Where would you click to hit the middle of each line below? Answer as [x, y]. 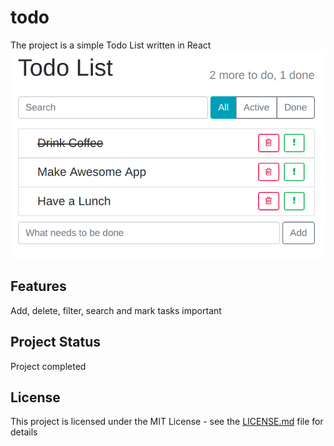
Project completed [48, 366]
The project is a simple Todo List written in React [111, 45]
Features [38, 286]
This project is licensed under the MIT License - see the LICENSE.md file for [167, 422]
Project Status [56, 342]
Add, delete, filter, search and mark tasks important [116, 310]
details [24, 432]
